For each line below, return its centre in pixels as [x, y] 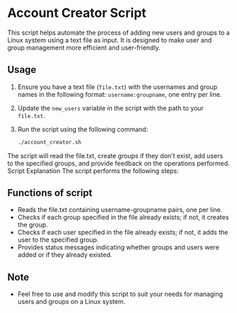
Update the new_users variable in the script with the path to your [110, 108]
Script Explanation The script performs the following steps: [93, 170]
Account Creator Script [77, 13]
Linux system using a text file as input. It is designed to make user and [110, 40]
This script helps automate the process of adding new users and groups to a [118, 33]
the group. [33, 225]
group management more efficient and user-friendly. [84, 47]
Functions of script [50, 193]
